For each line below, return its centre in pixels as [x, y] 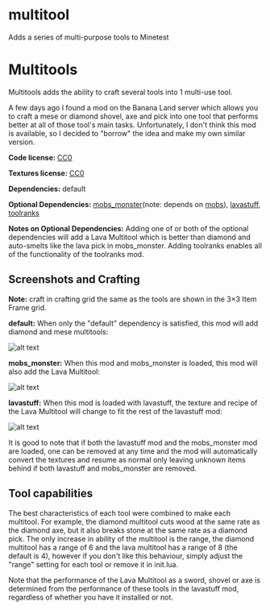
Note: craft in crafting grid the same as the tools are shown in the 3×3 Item [133, 299]
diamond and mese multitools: [58, 331]
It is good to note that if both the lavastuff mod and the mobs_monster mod [133, 442]
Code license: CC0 [40, 157]
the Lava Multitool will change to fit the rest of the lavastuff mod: [116, 411]
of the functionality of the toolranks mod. [76, 254]
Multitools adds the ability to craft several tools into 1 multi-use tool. [120, 92]
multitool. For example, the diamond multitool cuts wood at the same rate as [134, 521]
